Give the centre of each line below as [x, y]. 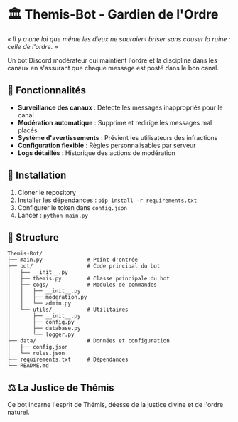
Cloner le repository [47, 192]
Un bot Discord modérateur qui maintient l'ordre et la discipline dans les [113, 60]
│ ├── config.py [41, 322]
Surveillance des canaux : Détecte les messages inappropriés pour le [120, 107]
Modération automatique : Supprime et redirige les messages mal [115, 122]
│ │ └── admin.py [39, 304]
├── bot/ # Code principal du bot [84, 266]
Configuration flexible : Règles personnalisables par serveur [107, 145]
